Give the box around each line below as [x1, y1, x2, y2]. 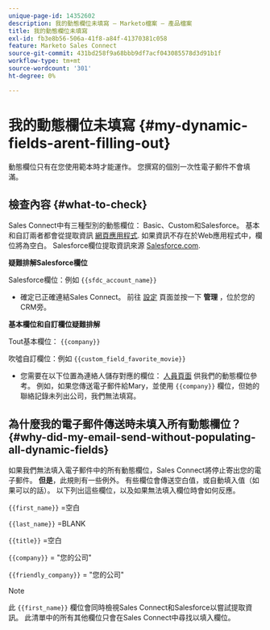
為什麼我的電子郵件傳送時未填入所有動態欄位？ [8, 417, 242, 430]
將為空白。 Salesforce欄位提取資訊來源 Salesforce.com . [15, 241, 201, 250]
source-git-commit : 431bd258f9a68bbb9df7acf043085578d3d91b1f [8, 49, 222, 57]
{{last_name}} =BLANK [8, 519, 86, 529]
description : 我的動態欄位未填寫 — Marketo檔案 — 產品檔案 [8, 19, 193, 27]
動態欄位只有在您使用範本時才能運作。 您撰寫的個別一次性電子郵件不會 [8, 162, 243, 171]
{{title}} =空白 [8, 535, 62, 545]
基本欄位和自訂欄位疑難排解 [8, 320, 101, 330]
